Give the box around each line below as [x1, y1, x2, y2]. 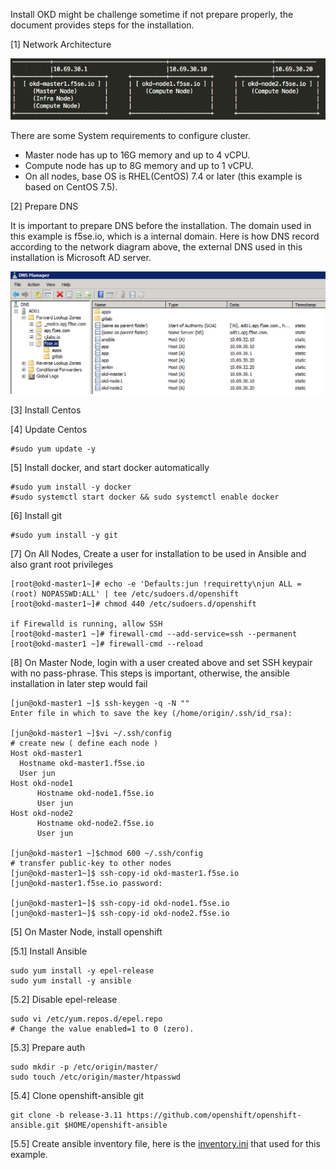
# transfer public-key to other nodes [10, 858, 172, 868]
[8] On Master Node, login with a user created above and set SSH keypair [10, 656, 313, 668]
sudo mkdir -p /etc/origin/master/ [10, 1062, 159, 1072]
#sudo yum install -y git [10, 530, 118, 540]
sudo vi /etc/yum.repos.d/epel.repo [10, 1014, 163, 1024]
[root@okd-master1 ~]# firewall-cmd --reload [10, 639, 203, 649]
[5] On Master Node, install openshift [10, 925, 163, 938]
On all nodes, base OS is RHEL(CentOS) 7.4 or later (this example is [24, 170, 303, 182]
